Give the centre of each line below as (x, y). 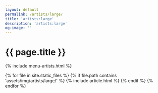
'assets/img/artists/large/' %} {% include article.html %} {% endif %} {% (79, 81)
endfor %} (16, 86)
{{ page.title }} (36, 52)
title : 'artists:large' (30, 19)
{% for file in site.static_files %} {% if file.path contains (61, 76)
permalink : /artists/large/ (34, 14)
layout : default (22, 10)
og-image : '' (19, 28)
